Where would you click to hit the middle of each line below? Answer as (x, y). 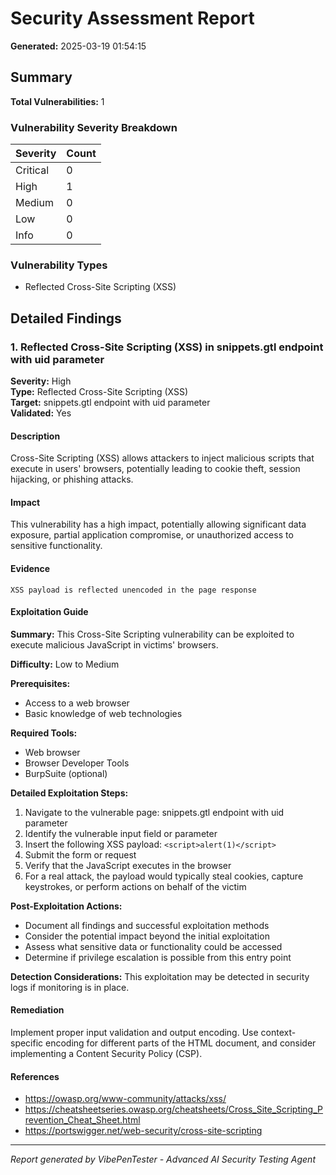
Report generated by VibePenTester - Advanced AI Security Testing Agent (163, 1159)
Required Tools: (44, 733)
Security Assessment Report (132, 18)
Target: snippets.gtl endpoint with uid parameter (110, 403)
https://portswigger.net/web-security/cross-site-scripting (143, 1131)
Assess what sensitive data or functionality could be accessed (153, 946)
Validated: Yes (41, 413)
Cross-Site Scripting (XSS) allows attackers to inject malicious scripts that (162, 458)
